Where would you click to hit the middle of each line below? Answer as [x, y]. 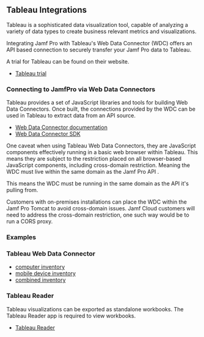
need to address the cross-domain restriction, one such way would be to [98, 215]
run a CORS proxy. [30, 221]
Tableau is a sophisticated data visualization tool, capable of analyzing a [97, 24]
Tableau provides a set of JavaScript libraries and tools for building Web [97, 103]
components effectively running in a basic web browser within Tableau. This [102, 152]
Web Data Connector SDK [48, 134]
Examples [21, 237]
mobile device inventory [46, 273]
